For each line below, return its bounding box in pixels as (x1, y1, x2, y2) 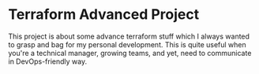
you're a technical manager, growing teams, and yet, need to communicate (8, 48, 252, 57)
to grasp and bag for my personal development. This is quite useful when (8, 39, 246, 49)
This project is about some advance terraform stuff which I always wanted (8, 31, 250, 41)
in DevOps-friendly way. (8, 57, 88, 66)
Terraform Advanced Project (8, 6, 200, 24)
